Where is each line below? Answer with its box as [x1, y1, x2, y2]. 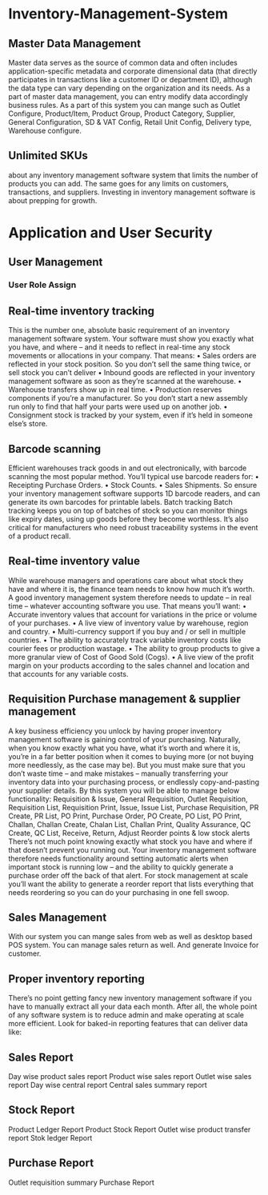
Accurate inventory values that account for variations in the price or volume [8, 609, 258, 619]
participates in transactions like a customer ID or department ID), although [8, 75, 253, 84]
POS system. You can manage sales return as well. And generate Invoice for [8, 941, 259, 950]
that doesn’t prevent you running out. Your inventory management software [8, 845, 257, 854]
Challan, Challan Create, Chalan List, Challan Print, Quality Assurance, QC [8, 819, 251, 829]
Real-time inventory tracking [8, 304, 154, 318]
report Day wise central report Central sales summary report [8, 1081, 208, 1089]
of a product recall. [8, 531, 71, 541]
